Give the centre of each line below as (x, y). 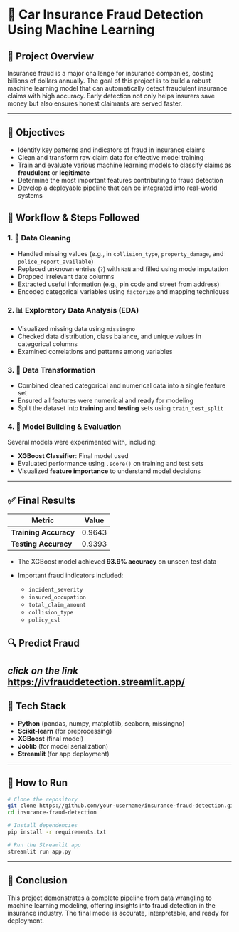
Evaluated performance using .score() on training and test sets (111, 464)
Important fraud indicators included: (70, 576)
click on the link (43, 670)
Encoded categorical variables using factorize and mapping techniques (123, 291)
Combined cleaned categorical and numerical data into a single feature (122, 385)
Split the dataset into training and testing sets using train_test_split (121, 408)
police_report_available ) (55, 261)
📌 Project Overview (51, 56)
